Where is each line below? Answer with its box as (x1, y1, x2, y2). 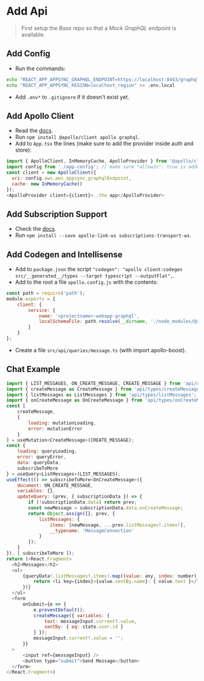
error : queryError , (17, 454, 67, 460)
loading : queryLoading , (17, 448, 78, 454)
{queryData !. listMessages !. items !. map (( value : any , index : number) (22, 573, 197, 579)
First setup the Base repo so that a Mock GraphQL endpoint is (21, 24, 177, 32)
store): (15, 146, 32, 153)
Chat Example (6, 364, 61, 375)
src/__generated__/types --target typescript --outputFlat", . (15, 272, 175, 280)
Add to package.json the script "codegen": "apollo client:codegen (15, 266, 183, 273)
